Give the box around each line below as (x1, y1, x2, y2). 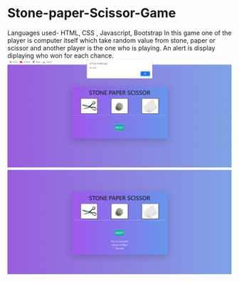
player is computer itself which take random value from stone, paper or (7, 36, 216, 44)
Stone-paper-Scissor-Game (7, 5, 176, 21)
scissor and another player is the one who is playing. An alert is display (7, 43, 216, 52)
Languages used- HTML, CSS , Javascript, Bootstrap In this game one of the (7, 28, 232, 37)
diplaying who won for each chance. (7, 51, 114, 60)
